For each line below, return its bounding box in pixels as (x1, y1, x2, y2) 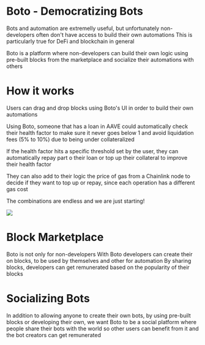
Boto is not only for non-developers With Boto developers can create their (6, 250, 193, 258)
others (6, 63, 23, 70)
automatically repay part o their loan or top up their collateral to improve (6, 154, 188, 161)
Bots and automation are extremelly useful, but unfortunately (6, 25, 160, 32)
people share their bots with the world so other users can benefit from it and (6, 325, 199, 332)
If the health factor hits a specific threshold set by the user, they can (6, 147, 179, 154)
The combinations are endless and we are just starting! (6, 197, 145, 205)
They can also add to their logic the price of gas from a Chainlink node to (6, 172, 191, 180)
